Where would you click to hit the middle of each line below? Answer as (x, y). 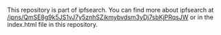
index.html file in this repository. (53, 24)
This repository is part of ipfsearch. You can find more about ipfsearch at (110, 10)
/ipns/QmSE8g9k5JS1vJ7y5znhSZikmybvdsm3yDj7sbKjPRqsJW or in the (110, 17)
